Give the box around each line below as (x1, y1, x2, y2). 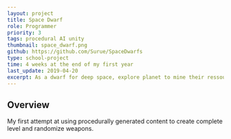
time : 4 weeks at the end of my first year (7, 61, 134, 68)
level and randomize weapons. (7, 125, 94, 133)
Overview (7, 99, 50, 110)
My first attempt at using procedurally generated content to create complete (7, 117, 223, 125)
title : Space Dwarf (7, 16, 63, 23)
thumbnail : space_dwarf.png (7, 42, 88, 49)
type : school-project (7, 55, 69, 62)
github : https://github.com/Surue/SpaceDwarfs (7, 49, 143, 55)
